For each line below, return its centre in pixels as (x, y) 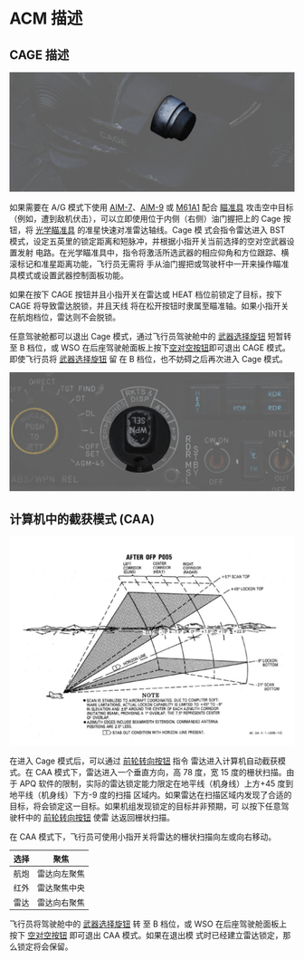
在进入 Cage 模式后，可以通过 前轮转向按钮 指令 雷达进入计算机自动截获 (144, 761)
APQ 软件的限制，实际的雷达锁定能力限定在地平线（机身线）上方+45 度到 (157, 783)
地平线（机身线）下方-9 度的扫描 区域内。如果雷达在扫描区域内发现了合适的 (151, 795)
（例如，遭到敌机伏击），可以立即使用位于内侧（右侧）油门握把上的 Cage (145, 218)
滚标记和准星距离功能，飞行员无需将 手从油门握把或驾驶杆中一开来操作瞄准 (149, 264)
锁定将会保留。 (45, 946)
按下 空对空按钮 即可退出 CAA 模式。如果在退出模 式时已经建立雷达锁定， (146, 936)
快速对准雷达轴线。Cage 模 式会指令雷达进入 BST (193, 230)
